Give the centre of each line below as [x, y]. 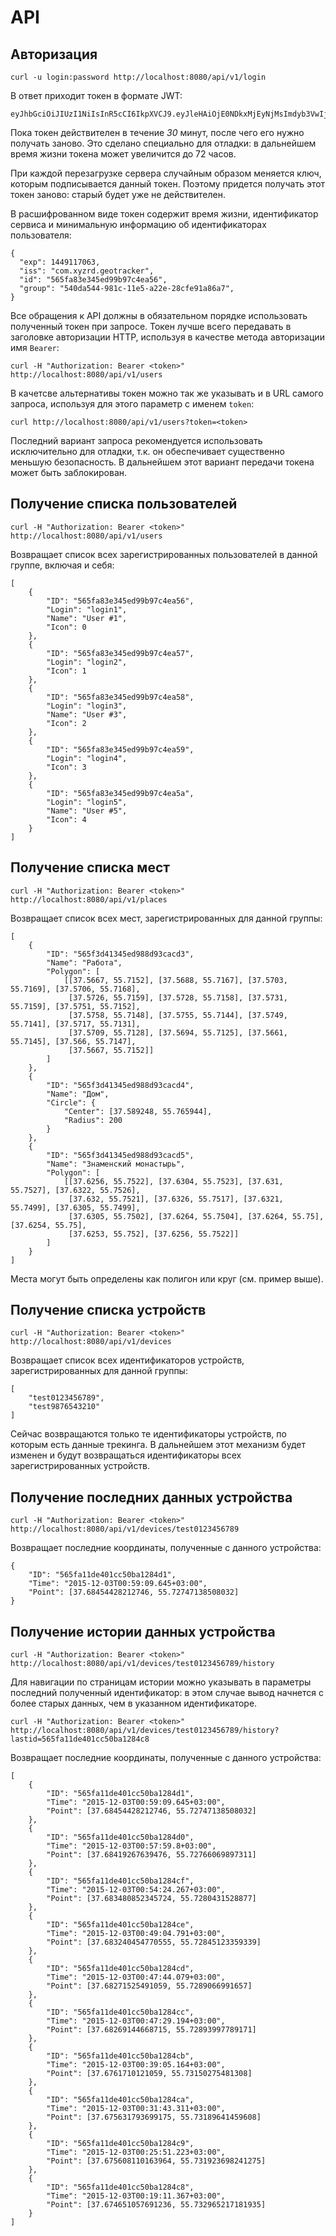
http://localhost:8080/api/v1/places [89, 899]
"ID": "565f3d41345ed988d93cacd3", [120, 954]
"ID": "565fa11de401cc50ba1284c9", [120, 2144]
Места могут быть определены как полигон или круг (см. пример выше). [167, 1278]
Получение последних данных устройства [151, 1497]
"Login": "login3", [87, 706]
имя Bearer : [35, 347]
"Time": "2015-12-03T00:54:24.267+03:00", [136, 1890]
